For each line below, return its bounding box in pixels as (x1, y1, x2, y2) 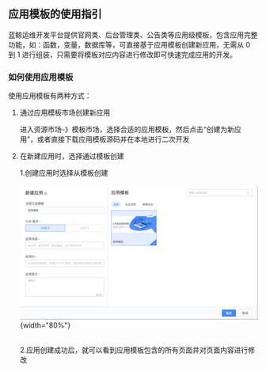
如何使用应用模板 (8, 71, 74, 82)
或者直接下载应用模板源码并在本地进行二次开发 (36, 135, 190, 144)
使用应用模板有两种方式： (8, 91, 92, 101)
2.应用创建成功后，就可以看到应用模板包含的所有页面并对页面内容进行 (19, 345, 249, 355)
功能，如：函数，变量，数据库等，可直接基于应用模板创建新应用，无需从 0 (8, 40, 251, 49)
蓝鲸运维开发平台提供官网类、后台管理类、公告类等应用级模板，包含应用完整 (8, 30, 258, 40)
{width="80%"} (19, 321, 71, 330)
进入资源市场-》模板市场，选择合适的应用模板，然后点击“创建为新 (19, 125, 235, 135)
